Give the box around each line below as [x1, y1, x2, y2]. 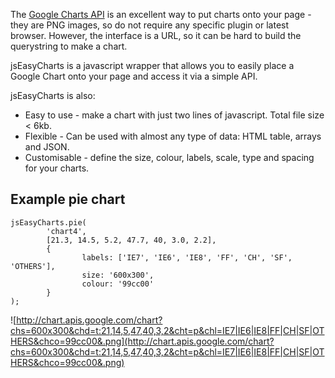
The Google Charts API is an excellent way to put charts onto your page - [10, 9, 312, 20]
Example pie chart [10, 191, 126, 208]
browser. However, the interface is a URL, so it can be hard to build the [10, 30, 302, 41]
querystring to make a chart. [10, 40, 128, 52]
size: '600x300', [81, 270, 155, 280]
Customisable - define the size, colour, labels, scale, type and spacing [24, 152, 315, 163]
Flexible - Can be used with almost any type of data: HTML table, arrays [24, 130, 322, 142]
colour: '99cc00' [81, 279, 155, 289]
